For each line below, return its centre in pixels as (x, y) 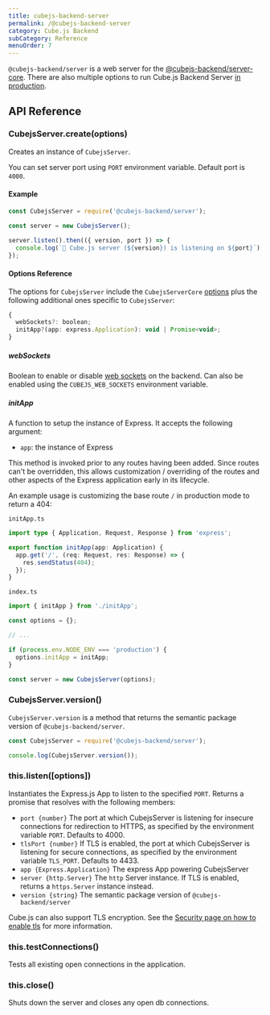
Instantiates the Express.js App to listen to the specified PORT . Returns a (126, 793)
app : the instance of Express (67, 447)
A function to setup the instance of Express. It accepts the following (121, 423)
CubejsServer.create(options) (68, 134)
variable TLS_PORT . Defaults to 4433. (80, 860)
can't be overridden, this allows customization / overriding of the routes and (134, 471)
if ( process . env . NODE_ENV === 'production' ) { (88, 649)
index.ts (23, 592)
